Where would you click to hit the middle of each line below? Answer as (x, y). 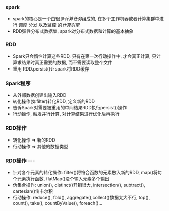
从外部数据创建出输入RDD (39, 95)
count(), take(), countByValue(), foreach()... (58, 203)
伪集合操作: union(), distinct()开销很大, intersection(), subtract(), (79, 185)
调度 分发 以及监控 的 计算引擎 (49, 25)
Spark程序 (18, 83)
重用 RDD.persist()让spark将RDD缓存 (51, 68)
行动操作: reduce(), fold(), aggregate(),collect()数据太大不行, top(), (81, 198)
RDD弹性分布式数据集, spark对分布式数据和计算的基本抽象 (73, 31)
